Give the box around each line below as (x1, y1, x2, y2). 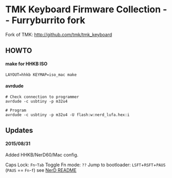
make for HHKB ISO (5, 61, 48, 67)
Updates (5, 126, 33, 135)
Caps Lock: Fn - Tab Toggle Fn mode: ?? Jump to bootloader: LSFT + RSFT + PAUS (5, 162, 166, 168)
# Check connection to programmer (5, 94, 80, 100)
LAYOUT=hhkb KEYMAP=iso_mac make (5, 72, 77, 77)
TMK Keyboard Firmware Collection (5, 4, 161, 15)
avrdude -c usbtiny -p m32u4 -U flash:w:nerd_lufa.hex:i (5, 112, 130, 117)
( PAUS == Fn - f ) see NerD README (5, 167, 77, 173)
